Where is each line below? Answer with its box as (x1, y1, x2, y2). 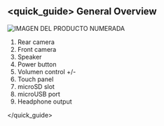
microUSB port (17, 90, 61, 98)
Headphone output (17, 97, 72, 106)
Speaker (17, 52, 42, 61)
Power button (17, 59, 57, 69)
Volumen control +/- (17, 67, 76, 76)
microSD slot (17, 82, 55, 90)
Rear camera (17, 38, 55, 46)
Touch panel (17, 75, 54, 83)
